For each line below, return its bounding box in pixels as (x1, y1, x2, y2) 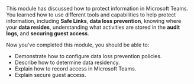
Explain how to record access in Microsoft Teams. (14, 65, 137, 72)
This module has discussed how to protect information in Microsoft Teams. (6, 5, 189, 12)
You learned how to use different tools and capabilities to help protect (6, 11, 176, 18)
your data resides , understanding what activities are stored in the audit (6, 23, 180, 31)
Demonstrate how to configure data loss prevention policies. (14, 53, 162, 59)
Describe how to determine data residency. (14, 59, 120, 66)
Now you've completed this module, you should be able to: (6, 41, 150, 48)
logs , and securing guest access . (6, 30, 90, 37)
